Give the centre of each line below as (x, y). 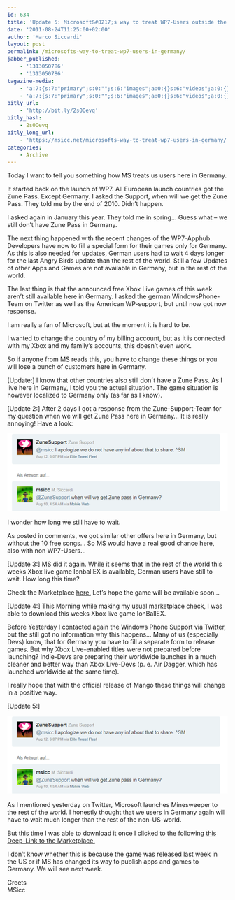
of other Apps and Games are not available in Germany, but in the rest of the (117, 268)
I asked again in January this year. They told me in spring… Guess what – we (117, 217)
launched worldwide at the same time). (63, 672)
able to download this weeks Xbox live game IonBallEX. (87, 614)
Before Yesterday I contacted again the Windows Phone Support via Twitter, (116, 627)
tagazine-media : (31, 81)
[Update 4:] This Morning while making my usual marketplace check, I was (115, 606)
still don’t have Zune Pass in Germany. (62, 225)
